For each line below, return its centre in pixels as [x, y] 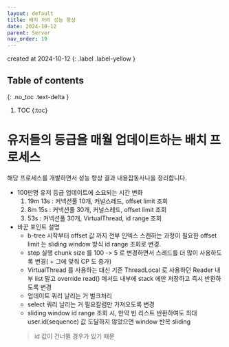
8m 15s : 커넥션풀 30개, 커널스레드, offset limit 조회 [97, 209]
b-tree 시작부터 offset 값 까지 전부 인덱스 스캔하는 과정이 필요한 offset [122, 235]
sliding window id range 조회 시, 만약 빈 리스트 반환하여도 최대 [112, 313]
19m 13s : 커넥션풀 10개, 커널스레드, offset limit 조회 [98, 201]
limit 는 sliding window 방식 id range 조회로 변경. [94, 244]
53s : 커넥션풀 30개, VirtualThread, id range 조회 [95, 218]
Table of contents [45, 80]
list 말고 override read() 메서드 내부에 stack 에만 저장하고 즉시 [119, 278]
